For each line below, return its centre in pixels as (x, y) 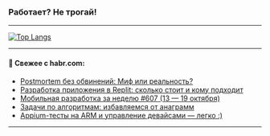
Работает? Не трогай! (53, 12)
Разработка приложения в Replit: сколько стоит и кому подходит (131, 89)
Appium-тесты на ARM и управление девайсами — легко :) (121, 115)
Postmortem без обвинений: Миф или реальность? (106, 81)
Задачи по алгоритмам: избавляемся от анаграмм (107, 106)
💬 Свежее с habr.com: (47, 63)
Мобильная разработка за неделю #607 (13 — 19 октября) (120, 98)
